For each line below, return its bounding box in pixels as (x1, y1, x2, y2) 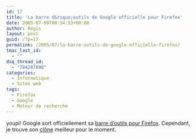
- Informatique (11, 75, 50, 81)
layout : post (6, 31, 39, 37)
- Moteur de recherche (11, 103, 68, 109)
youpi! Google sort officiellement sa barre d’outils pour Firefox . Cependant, (6, 119, 191, 126)
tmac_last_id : (6, 48, 42, 54)
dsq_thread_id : (6, 58, 44, 64)
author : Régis (6, 25, 42, 32)
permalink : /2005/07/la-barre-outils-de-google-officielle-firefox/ (6, 42, 180, 48)
